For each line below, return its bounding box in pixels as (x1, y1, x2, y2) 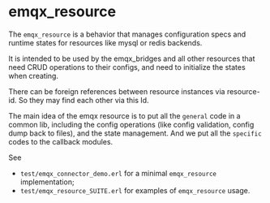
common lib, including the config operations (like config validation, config (8, 119, 255, 129)
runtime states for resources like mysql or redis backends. (8, 37, 203, 47)
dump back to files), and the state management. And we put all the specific (8, 128, 262, 138)
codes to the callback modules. (8, 136, 114, 146)
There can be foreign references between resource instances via (8, 86, 225, 96)
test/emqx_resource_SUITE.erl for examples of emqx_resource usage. (19, 185, 251, 195)
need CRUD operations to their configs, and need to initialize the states (8, 62, 246, 71)
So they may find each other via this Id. (18, 95, 149, 105)
